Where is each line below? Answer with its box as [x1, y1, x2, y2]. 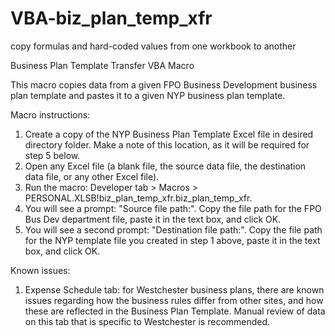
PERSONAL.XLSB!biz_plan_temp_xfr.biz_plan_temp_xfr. [24, 192, 253, 204]
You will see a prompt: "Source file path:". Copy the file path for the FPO [24, 202, 322, 214]
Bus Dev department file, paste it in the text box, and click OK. [24, 213, 282, 225]
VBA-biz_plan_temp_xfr [10, 7, 213, 30]
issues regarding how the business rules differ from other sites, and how [24, 294, 324, 306]
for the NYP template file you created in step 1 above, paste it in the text [24, 234, 321, 246]
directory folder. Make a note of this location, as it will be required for [24, 138, 310, 151]
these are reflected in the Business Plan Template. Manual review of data [24, 305, 326, 317]
